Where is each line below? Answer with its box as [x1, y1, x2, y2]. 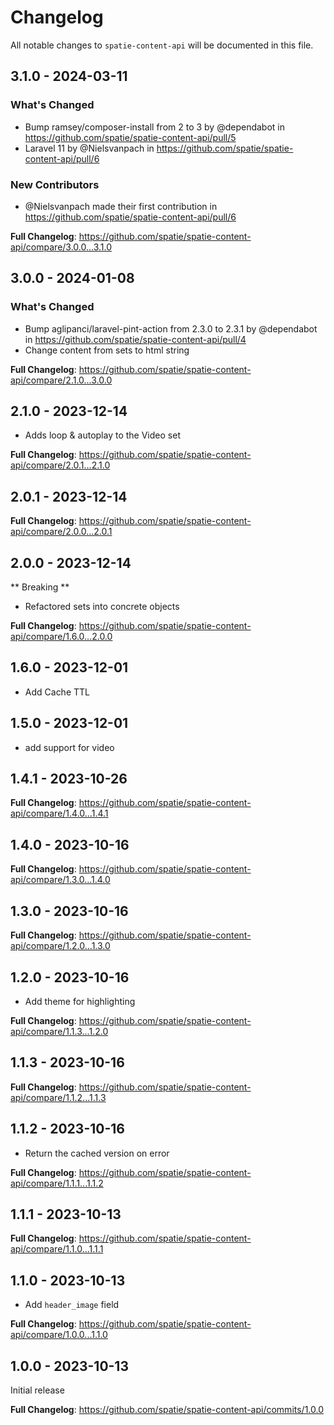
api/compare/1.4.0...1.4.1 [10, 807, 109, 820]
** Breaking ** [10, 581, 70, 593]
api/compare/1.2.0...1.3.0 [10, 940, 111, 952]
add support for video [24, 741, 115, 753]
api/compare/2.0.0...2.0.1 [10, 526, 113, 538]
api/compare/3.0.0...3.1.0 [10, 241, 113, 253]
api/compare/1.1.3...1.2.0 [10, 1025, 109, 1037]
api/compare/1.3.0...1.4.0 [10, 874, 111, 886]
